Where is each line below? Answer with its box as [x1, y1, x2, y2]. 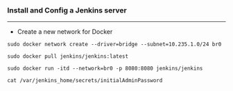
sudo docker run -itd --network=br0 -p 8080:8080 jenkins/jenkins [7, 65, 203, 72]
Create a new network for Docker [17, 28, 113, 36]
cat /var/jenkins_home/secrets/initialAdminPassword [7, 77, 163, 84]
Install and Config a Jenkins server [7, 6, 127, 15]
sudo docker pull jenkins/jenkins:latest [7, 53, 129, 60]
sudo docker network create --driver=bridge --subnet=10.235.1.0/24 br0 [7, 41, 222, 48]
